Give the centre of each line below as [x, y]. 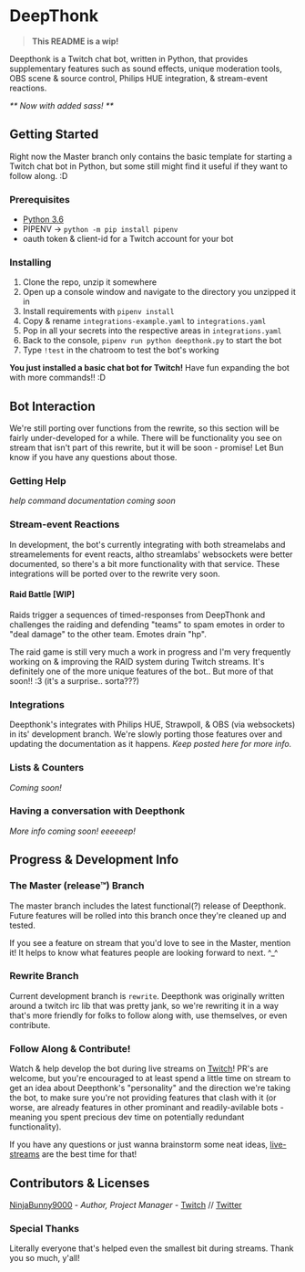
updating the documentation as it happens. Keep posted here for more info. [151, 744]
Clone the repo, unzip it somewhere [90, 282]
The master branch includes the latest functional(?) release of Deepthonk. [148, 906]
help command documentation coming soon [92, 501]
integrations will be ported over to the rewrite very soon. [115, 573]
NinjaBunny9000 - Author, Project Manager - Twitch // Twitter [126, 1204]
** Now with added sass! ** [61, 105]
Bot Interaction [52, 406]
